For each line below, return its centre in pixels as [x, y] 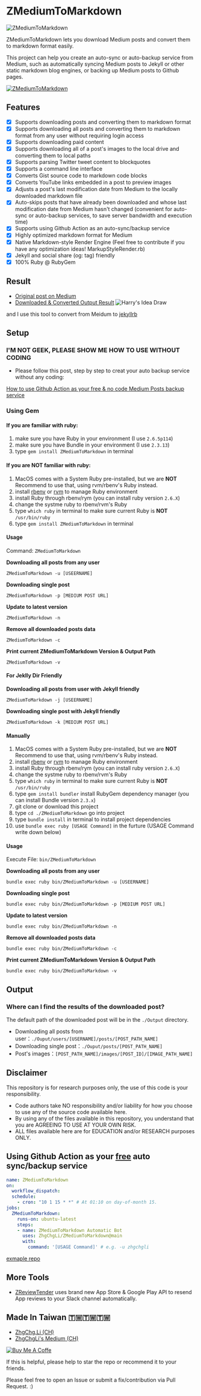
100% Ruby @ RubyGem [45, 262]
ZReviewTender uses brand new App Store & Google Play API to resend [104, 1292]
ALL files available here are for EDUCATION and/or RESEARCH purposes [105, 1131]
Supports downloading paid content [59, 142]
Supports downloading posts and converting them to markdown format [103, 122]
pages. [15, 77]
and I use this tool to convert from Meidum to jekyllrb [72, 314]
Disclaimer [27, 1073]
